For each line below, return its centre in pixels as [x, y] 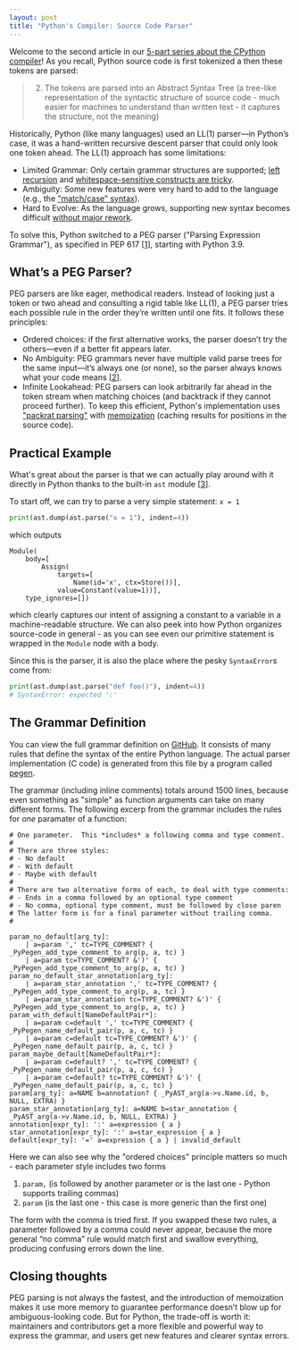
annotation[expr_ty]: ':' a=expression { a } [95, 1124]
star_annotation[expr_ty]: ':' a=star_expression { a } [115, 1132]
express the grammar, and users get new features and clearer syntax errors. [149, 1336]
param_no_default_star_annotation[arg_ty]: [91, 975]
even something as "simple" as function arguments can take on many [137, 799]
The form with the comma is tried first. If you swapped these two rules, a [143, 1219]
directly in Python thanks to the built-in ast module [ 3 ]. [110, 485]
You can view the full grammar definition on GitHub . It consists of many [140, 744]
